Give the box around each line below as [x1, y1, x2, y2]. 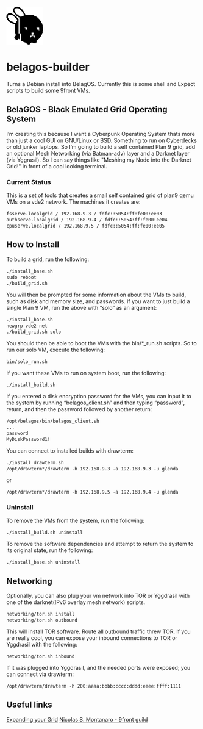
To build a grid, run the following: [6, 256, 90, 263]
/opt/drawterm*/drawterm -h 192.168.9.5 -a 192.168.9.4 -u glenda [6, 489, 179, 495]
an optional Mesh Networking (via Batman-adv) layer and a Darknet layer [6, 149, 190, 157]
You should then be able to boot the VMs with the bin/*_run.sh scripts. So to [6, 339, 197, 347]
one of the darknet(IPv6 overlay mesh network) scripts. [6, 598, 146, 606]
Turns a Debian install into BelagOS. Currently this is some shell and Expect [6, 80, 196, 87]
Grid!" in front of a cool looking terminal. [6, 162, 108, 170]
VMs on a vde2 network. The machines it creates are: [6, 198, 141, 206]
